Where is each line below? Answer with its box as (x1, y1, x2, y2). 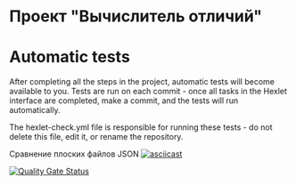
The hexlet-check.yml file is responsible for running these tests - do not (9, 122, 274, 133)
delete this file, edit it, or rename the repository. (9, 132, 184, 142)
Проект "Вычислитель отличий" (9, 6, 263, 27)
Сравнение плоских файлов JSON (9, 149, 140, 159)
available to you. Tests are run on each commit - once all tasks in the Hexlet (9, 86, 288, 97)
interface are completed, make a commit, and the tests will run (9, 95, 239, 106)
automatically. (9, 105, 61, 116)
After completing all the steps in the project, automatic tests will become (9, 76, 275, 87)
